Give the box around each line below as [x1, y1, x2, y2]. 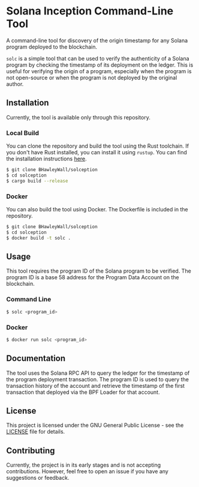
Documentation [6, 353, 66, 364]
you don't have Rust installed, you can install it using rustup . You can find [6, 149, 188, 156]
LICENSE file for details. [6, 428, 65, 435]
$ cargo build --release [6, 178, 68, 184]
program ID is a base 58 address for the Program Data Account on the [6, 274, 179, 281]
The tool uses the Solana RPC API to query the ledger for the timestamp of [6, 369, 190, 377]
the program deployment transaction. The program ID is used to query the [6, 375, 189, 383]
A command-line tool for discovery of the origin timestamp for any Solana [6, 37, 188, 44]
